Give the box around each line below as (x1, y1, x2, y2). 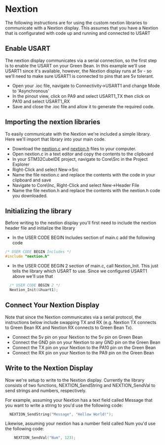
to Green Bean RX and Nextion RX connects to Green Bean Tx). (5, 325, 133, 330)
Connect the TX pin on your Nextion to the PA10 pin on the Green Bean (12, 344, 156, 350)
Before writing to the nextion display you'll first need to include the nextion (5, 220, 157, 226)
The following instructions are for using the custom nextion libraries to (5, 20, 148, 26)
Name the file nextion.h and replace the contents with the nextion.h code (12, 187, 161, 193)
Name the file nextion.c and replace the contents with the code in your (12, 172, 156, 178)
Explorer (12, 161, 30, 167)
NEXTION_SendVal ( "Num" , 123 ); (14, 435, 76, 441)
